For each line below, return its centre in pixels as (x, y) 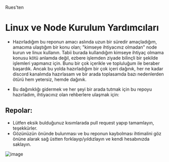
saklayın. (22, 144)
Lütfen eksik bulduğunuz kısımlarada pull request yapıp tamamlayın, (83, 123)
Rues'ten (14, 7)
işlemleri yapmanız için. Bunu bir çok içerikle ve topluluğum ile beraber (86, 63)
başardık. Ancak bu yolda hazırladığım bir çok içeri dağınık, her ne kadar (88, 68)
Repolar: (19, 111)
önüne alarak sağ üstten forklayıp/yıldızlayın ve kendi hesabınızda (81, 139)
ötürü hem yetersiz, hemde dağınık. (50, 79)
